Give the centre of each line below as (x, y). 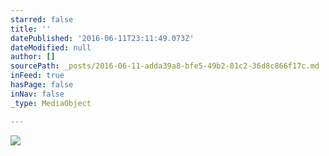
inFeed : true (37, 76)
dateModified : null (51, 47)
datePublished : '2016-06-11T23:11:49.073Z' (102, 38)
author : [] (33, 57)
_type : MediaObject (51, 103)
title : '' (31, 29)
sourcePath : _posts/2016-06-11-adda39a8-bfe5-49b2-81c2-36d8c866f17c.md (165, 66)
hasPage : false (42, 85)
